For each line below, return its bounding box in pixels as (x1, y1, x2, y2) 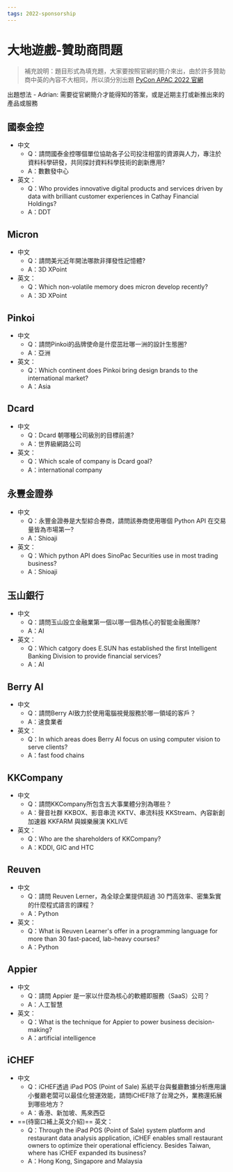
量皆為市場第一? (27, 525, 74, 533)
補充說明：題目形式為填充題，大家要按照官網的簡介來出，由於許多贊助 (24, 67, 226, 75)
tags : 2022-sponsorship (7, 10, 77, 17)
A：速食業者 (27, 718, 63, 726)
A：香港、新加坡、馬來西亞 (27, 1108, 106, 1117)
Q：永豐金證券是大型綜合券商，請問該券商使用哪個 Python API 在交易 (27, 516, 227, 525)
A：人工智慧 (27, 1000, 63, 1008)
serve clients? (27, 743, 68, 752)
